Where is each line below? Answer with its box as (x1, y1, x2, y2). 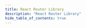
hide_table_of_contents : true (5, 16, 67, 20)
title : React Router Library (5, 7, 64, 12)
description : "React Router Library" (5, 11, 82, 16)
